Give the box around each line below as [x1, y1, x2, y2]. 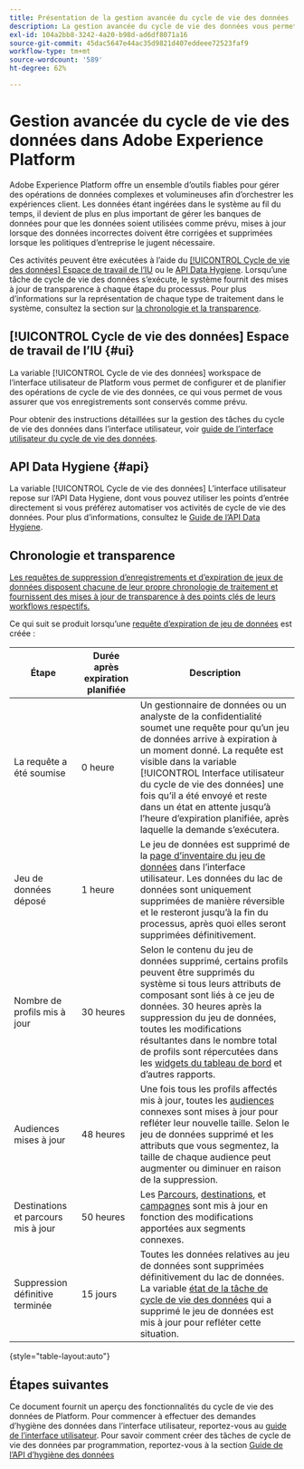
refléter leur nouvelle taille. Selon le [139, 1116, 290, 1129]
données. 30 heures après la [139, 1000, 262, 1013]
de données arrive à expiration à [139, 733, 278, 746]
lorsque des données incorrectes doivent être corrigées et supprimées [9, 227, 273, 238]
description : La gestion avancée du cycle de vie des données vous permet [9, 22, 298, 31]
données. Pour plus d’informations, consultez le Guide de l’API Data [9, 512, 261, 523]
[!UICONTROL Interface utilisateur [139, 767, 285, 779]
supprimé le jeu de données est [139, 1305, 274, 1318]
